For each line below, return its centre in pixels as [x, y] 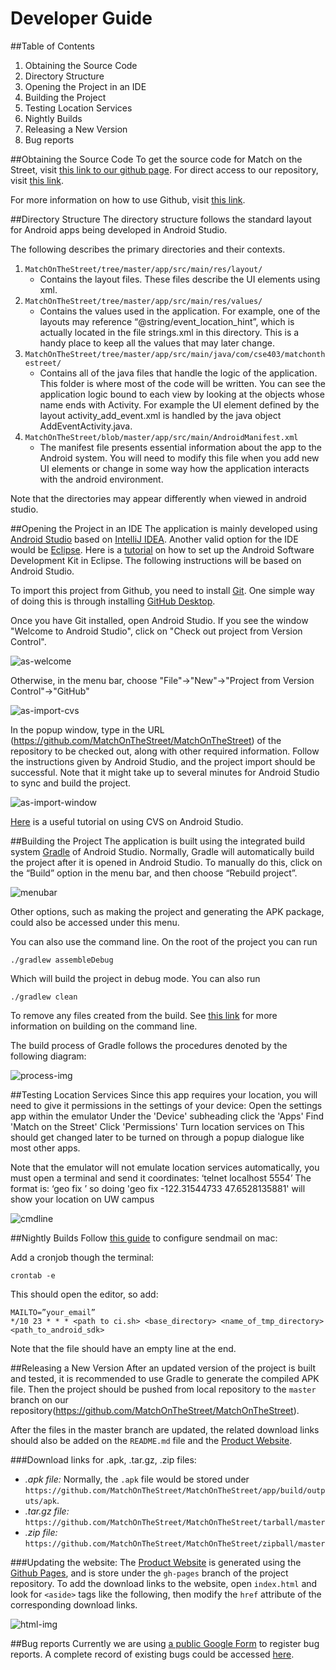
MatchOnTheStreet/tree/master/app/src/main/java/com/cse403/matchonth [175, 354]
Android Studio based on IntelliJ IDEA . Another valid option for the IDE [154, 539]
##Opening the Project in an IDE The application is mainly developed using [164, 528]
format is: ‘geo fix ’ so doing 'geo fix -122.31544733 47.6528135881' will [158, 1188]
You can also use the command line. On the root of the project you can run [164, 941]
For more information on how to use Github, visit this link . [128, 199]
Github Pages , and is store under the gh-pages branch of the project [149, 1573]
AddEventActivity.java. [86, 426]
